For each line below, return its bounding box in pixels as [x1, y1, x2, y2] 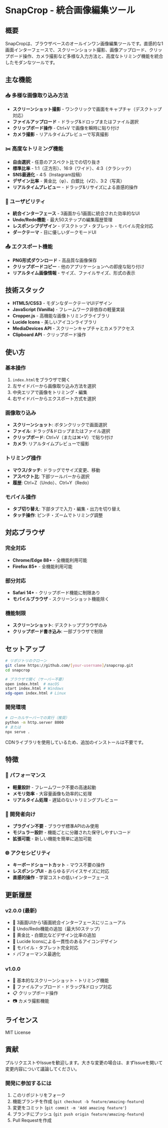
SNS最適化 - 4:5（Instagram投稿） [12, 171, 85, 177]
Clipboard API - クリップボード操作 [12, 332, 86, 338]
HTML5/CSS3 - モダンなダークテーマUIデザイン [12, 300, 112, 306]
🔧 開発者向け [5, 810, 36, 818]
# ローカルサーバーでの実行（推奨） [5, 715, 69, 721]
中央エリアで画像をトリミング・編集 [12, 389, 88, 396]
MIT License [5, 1029, 31, 1036]
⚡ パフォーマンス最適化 [12, 951, 61, 957]
